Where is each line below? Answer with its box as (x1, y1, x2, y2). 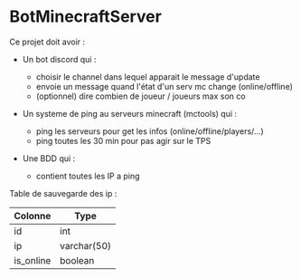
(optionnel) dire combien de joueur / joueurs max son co (35, 91, 246, 101)
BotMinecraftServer (9, 6, 163, 27)
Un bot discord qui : (22, 53, 97, 64)
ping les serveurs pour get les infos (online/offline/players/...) (35, 125, 264, 137)
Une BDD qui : (22, 152, 76, 164)
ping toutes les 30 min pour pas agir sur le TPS (35, 135, 212, 146)
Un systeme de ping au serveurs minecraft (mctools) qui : (22, 108, 238, 119)
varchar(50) (60, 239, 111, 252)
